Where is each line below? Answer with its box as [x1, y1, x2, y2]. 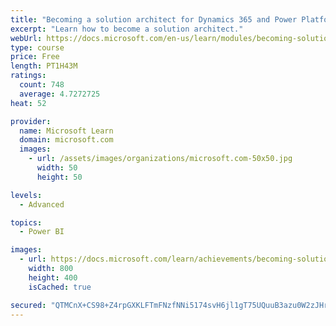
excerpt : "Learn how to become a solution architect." [10, 24, 244, 34]
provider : [10, 116, 52, 126]
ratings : [10, 71, 47, 81]
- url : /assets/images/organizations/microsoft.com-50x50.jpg [28, 154, 293, 164]
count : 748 [19, 80, 65, 90]
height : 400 [28, 272, 78, 283]
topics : [10, 217, 43, 228]
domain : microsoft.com [19, 135, 114, 145]
